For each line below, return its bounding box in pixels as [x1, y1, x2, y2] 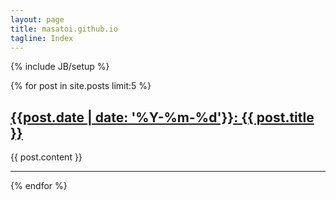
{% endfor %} [10, 180, 68, 192]
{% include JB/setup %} [10, 61, 110, 73]
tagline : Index [10, 33, 74, 43]
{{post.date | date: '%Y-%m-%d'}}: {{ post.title [10, 109, 315, 126]
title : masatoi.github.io [10, 24, 118, 34]
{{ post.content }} [10, 151, 83, 163]
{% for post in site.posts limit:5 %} [10, 80, 152, 92]
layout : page [10, 14, 65, 25]
